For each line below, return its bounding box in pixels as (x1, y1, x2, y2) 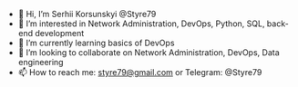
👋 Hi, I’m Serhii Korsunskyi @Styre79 (17, 9, 157, 19)
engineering (17, 57, 64, 67)
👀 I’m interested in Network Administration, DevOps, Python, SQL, (17, 18, 265, 29)
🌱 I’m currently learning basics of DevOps (17, 37, 175, 48)
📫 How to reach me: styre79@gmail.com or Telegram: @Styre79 (17, 67, 262, 77)
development (35, 28, 85, 38)
